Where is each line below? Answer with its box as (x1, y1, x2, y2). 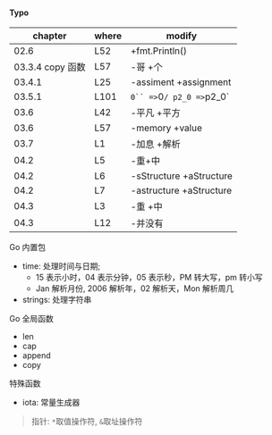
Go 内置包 (9, 242, 47, 253)
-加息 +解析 (130, 138, 181, 151)
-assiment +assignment (130, 76, 232, 88)
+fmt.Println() (130, 45, 188, 57)
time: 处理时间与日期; (21, 261, 101, 272)
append (21, 350, 51, 361)
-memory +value (130, 121, 203, 134)
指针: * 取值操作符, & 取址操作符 (30, 416, 143, 427)
